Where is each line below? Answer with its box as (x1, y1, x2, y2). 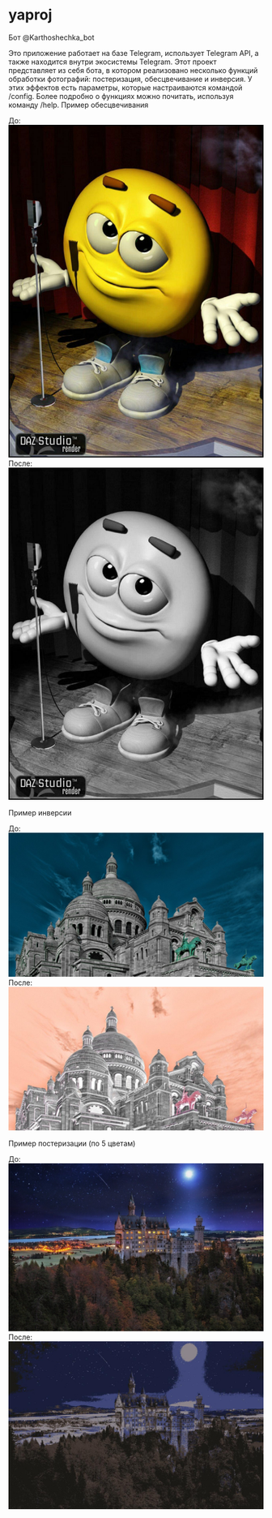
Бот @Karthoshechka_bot (8, 32, 95, 42)
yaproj (8, 6, 53, 24)
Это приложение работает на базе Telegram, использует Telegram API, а (8, 48, 259, 58)
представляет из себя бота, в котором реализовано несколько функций (8, 65, 258, 75)
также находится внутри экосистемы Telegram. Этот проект (8, 57, 217, 67)
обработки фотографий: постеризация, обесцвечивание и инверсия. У (8, 74, 253, 84)
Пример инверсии (8, 808, 72, 818)
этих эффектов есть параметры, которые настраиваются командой (8, 83, 243, 92)
